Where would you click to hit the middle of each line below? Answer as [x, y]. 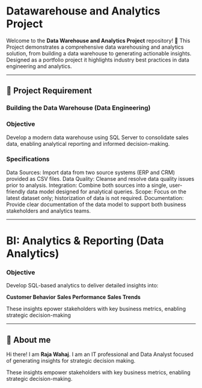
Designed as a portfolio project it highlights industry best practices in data [98, 60]
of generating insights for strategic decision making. [71, 361]
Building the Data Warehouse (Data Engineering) [78, 108]
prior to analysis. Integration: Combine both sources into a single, [87, 185]
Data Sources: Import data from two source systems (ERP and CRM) [91, 172]
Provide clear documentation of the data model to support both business [96, 204]
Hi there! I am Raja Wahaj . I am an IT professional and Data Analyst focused [100, 354]
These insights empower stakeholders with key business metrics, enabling [98, 372]
